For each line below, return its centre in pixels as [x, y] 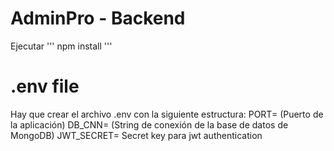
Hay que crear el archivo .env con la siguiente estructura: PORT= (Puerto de [167, 114]
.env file [45, 86]
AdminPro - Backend [98, 18]
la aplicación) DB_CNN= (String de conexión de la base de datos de [149, 124]
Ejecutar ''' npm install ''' [61, 46]
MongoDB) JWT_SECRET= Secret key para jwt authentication [136, 135]
